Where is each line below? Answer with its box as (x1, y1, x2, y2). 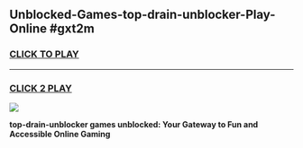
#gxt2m (49, 22, 95, 37)
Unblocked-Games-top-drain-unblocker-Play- (9, 7, 276, 22)
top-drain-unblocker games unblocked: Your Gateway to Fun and (9, 118, 259, 129)
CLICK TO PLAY (9, 48, 79, 61)
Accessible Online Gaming (9, 128, 111, 139)
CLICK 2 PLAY (9, 82, 72, 94)
